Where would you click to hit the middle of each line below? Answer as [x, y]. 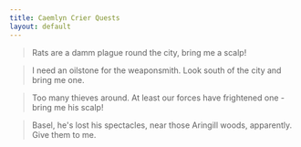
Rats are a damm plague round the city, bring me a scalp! [139, 52]
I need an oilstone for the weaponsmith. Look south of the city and [156, 70]
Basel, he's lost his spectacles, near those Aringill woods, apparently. [162, 125]
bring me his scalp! [67, 107]
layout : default [40, 26]
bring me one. [58, 79]
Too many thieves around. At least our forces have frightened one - [158, 98]
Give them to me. [64, 134]
